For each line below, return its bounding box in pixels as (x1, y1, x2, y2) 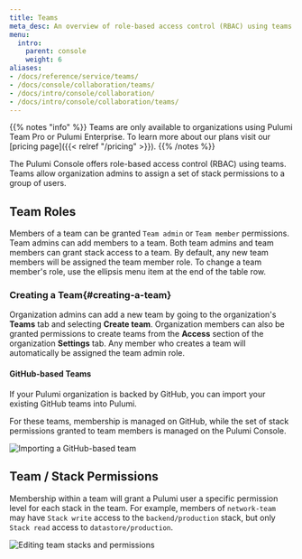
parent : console (25, 47, 87, 56)
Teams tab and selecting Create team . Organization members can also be (9, 319, 286, 330)
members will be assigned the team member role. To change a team (9, 256, 262, 267)
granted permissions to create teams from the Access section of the (9, 329, 264, 340)
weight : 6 (25, 55, 63, 64)
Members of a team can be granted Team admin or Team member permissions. (9, 228, 290, 239)
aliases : (9, 64, 42, 73)
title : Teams (9, 13, 59, 23)
